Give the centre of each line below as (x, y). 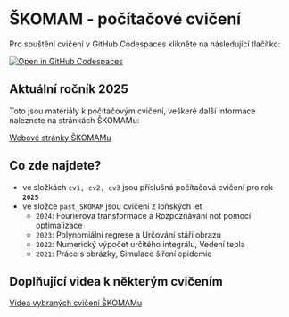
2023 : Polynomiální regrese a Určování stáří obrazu (128, 234)
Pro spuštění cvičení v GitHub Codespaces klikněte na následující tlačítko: (145, 44)
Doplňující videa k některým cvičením (116, 281)
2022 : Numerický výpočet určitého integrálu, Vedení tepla (140, 244)
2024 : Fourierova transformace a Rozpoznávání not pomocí (143, 215)
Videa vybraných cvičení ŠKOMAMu (76, 303)
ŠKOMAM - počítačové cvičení (125, 19)
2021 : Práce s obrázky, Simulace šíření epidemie (124, 254)
